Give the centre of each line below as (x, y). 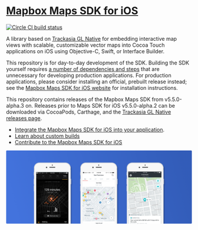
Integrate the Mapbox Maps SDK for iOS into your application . (90, 129)
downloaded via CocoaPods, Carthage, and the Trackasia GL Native (89, 112)
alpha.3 (15, 105)
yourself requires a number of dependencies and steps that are (83, 69)
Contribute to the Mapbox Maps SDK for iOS (68, 142)
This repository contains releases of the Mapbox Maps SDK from (85, 99)
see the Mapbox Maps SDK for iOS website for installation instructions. (92, 88)
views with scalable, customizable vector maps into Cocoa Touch (85, 45)
